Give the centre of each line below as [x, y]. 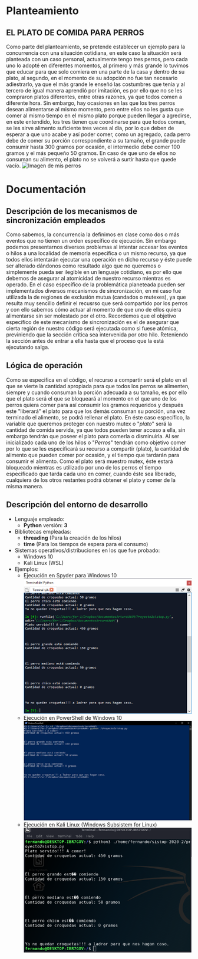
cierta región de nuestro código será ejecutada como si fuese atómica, [92, 328]
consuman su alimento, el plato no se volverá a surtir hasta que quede [91, 159]
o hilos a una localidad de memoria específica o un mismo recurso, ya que [96, 253]
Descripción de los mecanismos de [72, 211]
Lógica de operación [44, 366]
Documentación [46, 189]
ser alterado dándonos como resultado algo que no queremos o [83, 266]
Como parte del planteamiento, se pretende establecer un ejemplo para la [96, 47]
